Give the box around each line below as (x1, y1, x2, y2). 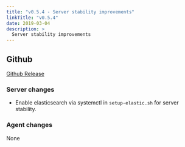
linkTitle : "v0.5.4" (6, 15, 59, 21)
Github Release (6, 70, 44, 77)
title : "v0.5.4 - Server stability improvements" (6, 9, 135, 15)
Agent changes (6, 121, 53, 129)
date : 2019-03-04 (6, 20, 51, 26)
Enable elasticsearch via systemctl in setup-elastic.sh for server (15, 99, 179, 106)
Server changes (6, 85, 55, 94)
